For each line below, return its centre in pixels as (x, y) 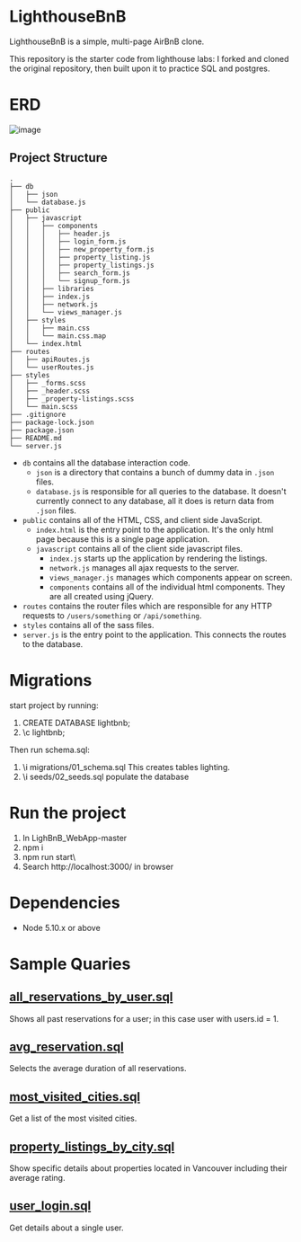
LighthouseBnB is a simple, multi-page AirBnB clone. (107, 41)
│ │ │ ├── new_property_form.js (82, 249)
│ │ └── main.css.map (58, 336)
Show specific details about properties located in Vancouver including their (148, 1168)
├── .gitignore (38, 414)
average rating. (37, 1177)
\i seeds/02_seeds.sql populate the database (106, 776)
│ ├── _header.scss (50, 391)
